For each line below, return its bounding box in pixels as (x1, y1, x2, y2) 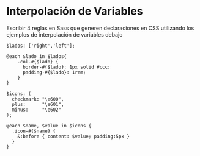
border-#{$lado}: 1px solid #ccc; (22, 64, 111, 70)
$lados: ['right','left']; (6, 43, 75, 49)
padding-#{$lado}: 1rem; (22, 69, 86, 76)
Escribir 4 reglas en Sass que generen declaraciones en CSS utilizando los (6, 24, 194, 32)
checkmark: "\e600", (12, 96, 64, 102)
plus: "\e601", (12, 101, 64, 107)
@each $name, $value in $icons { (6, 122, 92, 129)
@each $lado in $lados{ (6, 53, 67, 59)
